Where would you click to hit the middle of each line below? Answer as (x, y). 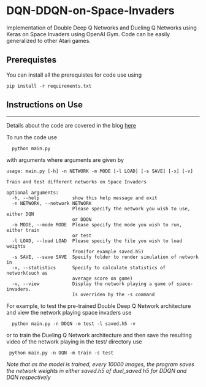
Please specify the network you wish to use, (131, 209)
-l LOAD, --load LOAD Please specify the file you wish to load (97, 241)
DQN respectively (29, 377)
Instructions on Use (45, 105)
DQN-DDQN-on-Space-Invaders (90, 11)
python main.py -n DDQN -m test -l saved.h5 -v (74, 324)
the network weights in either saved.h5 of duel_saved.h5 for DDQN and (97, 371)
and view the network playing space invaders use (69, 313)
